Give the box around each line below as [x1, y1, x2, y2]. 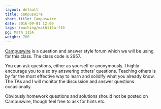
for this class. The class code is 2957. [5, 53, 81, 59]
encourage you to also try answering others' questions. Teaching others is [5, 68, 156, 74]
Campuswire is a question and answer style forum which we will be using [5, 48, 154, 54]
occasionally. [5, 83, 32, 89]
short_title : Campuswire [5, 16, 56, 21]
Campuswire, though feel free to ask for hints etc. [5, 98, 106, 104]
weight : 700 [5, 35, 30, 40]
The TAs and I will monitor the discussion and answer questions [5, 78, 134, 84]
